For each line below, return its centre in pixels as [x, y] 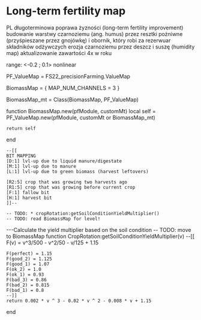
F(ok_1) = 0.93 [25, 274]
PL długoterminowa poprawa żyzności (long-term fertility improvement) [95, 28]
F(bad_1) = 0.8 [25, 290]
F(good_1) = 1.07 [28, 264]
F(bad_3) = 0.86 [26, 280]
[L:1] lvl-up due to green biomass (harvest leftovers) [77, 171]
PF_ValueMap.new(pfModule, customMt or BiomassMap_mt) [81, 117]
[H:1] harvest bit [29, 198]
